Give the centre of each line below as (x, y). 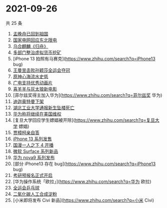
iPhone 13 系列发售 (32, 139)
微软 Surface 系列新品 (35, 151)
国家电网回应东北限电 (35, 40)
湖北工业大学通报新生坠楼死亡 (43, 107)
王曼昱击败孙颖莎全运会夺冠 (41, 70)
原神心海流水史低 (30, 76)
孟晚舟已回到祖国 (30, 33)
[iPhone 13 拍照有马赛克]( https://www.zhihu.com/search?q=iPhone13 (84, 58)
